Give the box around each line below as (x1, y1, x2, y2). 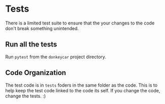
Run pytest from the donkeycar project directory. (5, 54, 107, 60)
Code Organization (5, 68, 67, 77)
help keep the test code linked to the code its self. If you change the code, (5, 87, 160, 93)
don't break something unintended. (5, 25, 79, 31)
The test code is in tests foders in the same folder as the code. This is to (5, 82, 158, 88)
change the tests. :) (5, 93, 46, 99)
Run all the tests (5, 40, 57, 49)
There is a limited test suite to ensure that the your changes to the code (5, 20, 155, 26)
